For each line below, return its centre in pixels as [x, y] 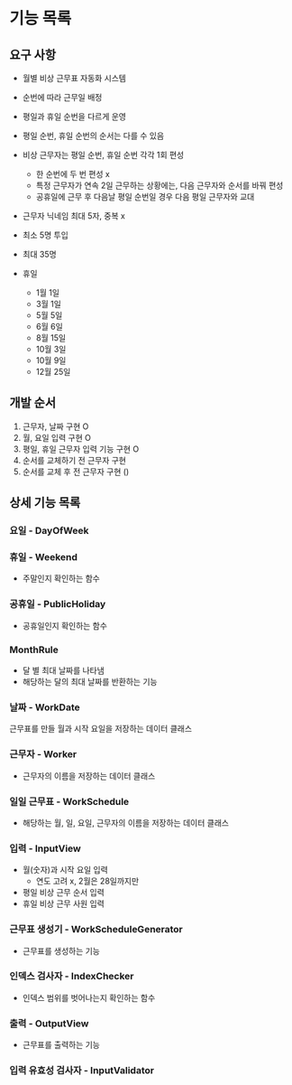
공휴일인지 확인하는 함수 [65, 625]
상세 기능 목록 [45, 503]
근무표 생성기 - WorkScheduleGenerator [96, 930]
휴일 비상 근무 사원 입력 [64, 903]
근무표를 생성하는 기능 [61, 950]
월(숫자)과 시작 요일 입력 [65, 870]
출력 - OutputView [49, 1024]
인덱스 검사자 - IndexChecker [72, 977]
